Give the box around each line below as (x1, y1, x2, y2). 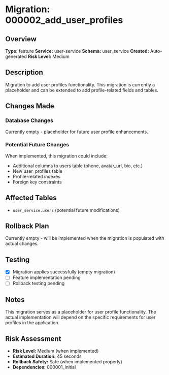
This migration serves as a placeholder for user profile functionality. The (5, 309, 156, 315)
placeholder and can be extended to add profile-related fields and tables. (5, 87, 158, 93)
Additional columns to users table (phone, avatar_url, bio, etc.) (12, 163, 143, 169)
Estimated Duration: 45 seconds (12, 353, 82, 359)
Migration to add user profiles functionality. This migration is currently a (5, 81, 155, 87)
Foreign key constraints (12, 179, 62, 185)
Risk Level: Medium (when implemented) (12, 348, 99, 354)
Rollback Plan (5, 222, 49, 230)
